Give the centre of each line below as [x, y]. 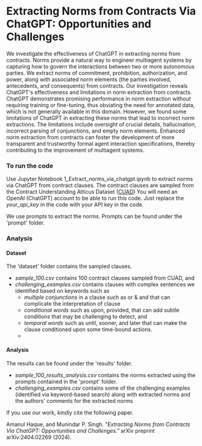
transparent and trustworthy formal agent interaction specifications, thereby [101, 143]
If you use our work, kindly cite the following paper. [70, 412]
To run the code [30, 166]
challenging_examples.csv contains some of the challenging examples [103, 388]
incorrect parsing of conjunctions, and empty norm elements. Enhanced [96, 131]
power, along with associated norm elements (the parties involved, [89, 79]
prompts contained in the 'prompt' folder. [66, 381]
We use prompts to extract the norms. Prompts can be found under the [94, 217]
